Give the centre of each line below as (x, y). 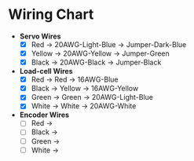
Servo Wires (40, 36)
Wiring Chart (51, 15)
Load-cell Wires (46, 71)
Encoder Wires (44, 115)
